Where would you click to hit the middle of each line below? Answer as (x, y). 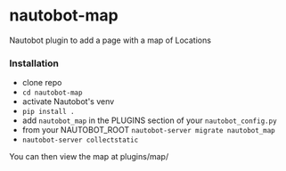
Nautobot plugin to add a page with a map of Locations (110, 40)
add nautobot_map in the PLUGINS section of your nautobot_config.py (150, 120)
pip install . (48, 112)
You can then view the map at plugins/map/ (89, 157)
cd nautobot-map (52, 93)
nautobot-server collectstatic (80, 140)
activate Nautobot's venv (68, 102)
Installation (34, 63)
